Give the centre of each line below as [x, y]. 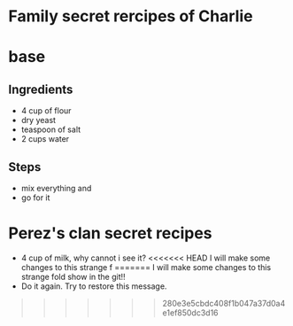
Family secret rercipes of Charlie [131, 16]
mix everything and [56, 188]
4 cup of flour [46, 111]
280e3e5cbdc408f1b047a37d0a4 [224, 303]
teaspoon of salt [51, 129]
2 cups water [45, 139]
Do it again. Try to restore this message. [94, 286]
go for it [35, 198]
